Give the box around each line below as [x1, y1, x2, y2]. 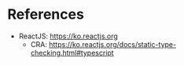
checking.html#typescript [30, 48, 115, 57]
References [7, 5, 84, 23]
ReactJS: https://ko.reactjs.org [18, 31, 119, 41]
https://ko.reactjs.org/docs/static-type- [49, 39, 177, 49]
